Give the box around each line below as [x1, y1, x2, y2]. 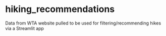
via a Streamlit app [5, 25, 44, 31]
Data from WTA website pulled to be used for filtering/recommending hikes [5, 20, 161, 26]
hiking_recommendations [5, 3, 115, 15]
